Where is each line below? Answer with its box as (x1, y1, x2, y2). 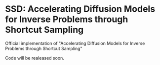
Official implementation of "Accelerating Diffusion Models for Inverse (5, 40, 145, 46)
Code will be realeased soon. (5, 55, 64, 61)
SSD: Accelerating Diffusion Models (5, 3, 156, 15)
